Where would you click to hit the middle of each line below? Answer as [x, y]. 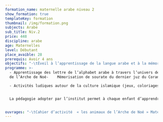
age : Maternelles [23, 46]
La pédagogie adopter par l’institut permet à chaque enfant [73, 99]
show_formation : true [27, 14]
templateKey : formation [29, 18]
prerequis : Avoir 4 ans [29, 59]
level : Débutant [21, 50]
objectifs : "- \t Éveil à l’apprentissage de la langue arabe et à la [76, 63]
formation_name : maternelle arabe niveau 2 [50, 9]
